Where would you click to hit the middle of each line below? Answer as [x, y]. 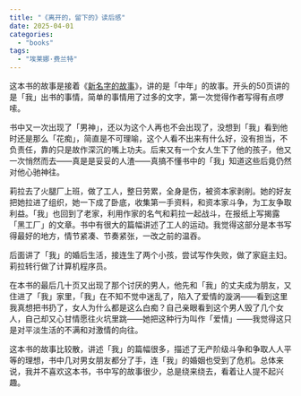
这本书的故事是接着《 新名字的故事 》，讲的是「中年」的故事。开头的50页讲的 [150, 86]
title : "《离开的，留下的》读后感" [68, 17]
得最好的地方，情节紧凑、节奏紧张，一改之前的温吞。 [107, 236]
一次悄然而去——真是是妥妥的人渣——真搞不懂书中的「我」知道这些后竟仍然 [150, 161]
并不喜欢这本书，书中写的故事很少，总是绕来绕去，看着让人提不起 [154, 371]
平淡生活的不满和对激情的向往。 [84, 330]
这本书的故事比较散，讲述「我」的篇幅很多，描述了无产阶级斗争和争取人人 [146, 349]
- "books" [35, 43]
